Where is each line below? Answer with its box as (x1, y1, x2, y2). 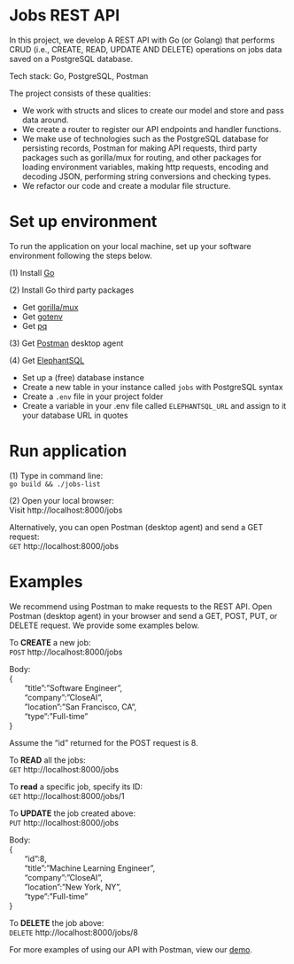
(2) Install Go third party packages (9, 285, 135, 295)
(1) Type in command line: (9, 470, 104, 481)
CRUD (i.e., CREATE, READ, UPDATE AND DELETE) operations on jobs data (9, 43, 282, 54)
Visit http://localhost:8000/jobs (9, 505, 123, 515)
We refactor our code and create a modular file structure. (21, 180, 231, 191)
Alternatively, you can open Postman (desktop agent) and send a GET (9, 521, 264, 532)
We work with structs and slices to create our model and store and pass (21, 105, 285, 115)
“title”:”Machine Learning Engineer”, (24, 862, 156, 874)
